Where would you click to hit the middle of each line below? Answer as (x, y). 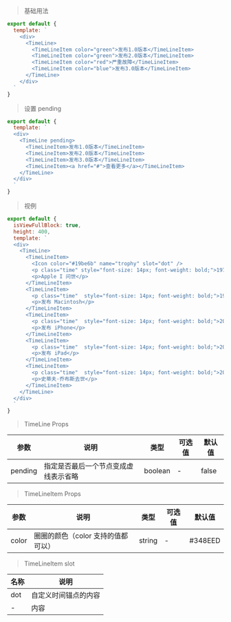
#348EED (205, 541)
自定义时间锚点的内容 (66, 595)
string (148, 541)
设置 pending (43, 108)
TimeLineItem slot (49, 563)
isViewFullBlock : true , (47, 225)
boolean (157, 471)
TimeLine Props (46, 424)
